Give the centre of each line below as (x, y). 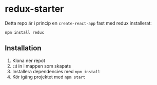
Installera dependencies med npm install (56, 71)
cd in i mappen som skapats (42, 66)
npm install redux (24, 32)
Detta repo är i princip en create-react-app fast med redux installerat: (78, 23)
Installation (23, 48)
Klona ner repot (29, 60)
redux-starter (34, 9)
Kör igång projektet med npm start (49, 77)
